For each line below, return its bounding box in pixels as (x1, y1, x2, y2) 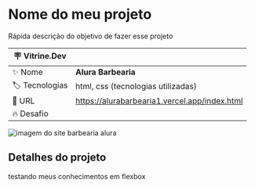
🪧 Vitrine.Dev (13, 50, 67, 61)
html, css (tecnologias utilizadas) (75, 81, 198, 92)
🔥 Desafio (12, 108, 49, 119)
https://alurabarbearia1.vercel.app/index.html (75, 95, 243, 106)
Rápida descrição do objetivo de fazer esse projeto (8, 31, 173, 41)
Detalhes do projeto (8, 151, 107, 164)
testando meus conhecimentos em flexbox (8, 171, 146, 181)
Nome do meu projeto (8, 5, 152, 23)
